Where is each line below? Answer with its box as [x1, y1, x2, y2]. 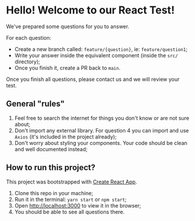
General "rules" [6, 99, 65, 109]
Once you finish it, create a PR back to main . [14, 64, 121, 71]
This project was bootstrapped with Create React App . [6, 178, 138, 185]
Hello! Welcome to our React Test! [6, 4, 175, 17]
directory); [14, 58, 40, 65]
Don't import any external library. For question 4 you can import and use [14, 127, 189, 134]
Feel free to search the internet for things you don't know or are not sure [14, 114, 189, 121]
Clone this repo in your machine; [14, 189, 94, 196]
